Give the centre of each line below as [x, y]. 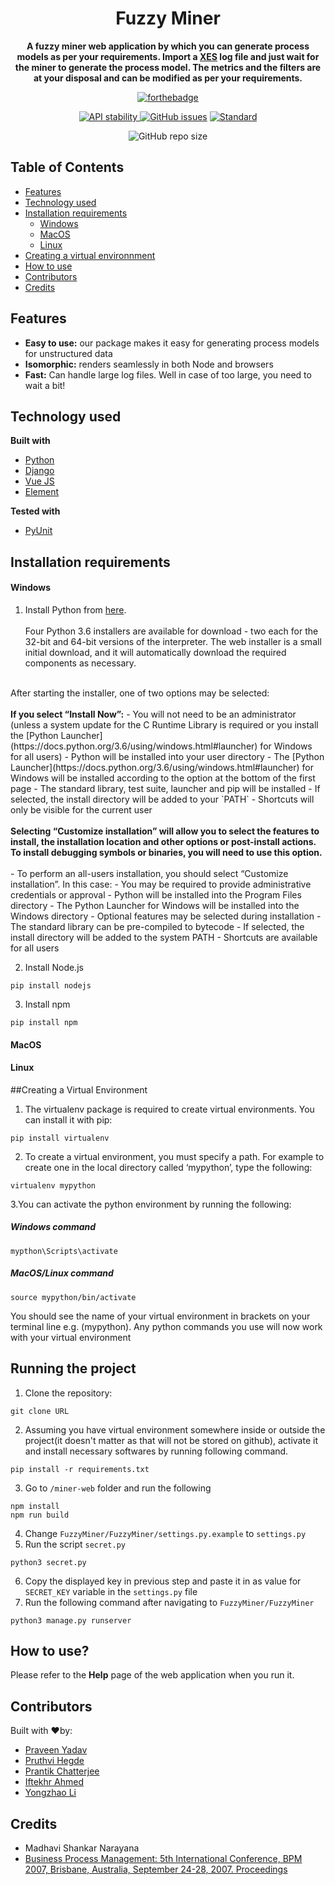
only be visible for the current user [81, 809]
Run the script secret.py [75, 1544]
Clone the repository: [68, 1393]
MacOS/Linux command [62, 1273]
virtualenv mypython [53, 1185]
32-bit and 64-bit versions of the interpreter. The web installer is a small [173, 641]
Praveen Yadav [56, 1750]
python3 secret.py [48, 1562]
